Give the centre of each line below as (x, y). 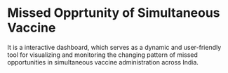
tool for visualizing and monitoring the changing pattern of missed (103, 55)
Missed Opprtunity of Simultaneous (114, 13)
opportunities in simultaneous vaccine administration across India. (103, 62)
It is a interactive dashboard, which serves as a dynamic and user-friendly (114, 47)
